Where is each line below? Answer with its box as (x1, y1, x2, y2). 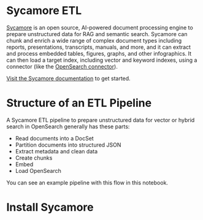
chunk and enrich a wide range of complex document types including (6, 37, 182, 44)
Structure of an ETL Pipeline (6, 96, 152, 110)
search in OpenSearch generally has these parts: (6, 123, 130, 130)
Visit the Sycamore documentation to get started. (6, 75, 131, 82)
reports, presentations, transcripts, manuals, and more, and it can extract (6, 43, 191, 51)
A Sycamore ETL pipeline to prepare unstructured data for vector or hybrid (6, 116, 195, 123)
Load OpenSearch (15, 167, 61, 174)
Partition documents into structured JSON (15, 141, 121, 148)
